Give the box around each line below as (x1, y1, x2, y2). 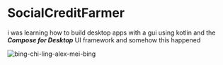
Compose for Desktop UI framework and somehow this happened (7, 35, 201, 44)
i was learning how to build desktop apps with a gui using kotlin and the (7, 28, 216, 37)
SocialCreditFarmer (7, 5, 125, 21)
